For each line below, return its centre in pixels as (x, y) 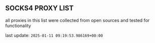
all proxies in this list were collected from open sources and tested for (77, 20)
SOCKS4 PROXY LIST (40, 8)
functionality (18, 25)
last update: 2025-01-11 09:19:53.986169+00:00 (54, 35)
